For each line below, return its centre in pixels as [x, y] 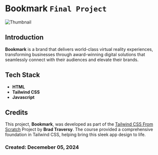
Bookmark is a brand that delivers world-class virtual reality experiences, [79, 49]
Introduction [24, 37]
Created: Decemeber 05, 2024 [42, 147]
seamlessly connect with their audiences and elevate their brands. [72, 60]
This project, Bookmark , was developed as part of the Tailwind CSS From [79, 124]
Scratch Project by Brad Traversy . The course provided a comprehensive [79, 130]
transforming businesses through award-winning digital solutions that [75, 54]
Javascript [23, 97]
